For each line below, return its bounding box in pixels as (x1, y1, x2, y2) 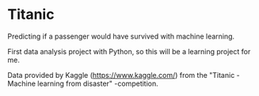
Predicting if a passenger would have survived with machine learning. (7, 31, 235, 41)
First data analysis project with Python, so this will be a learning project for (7, 46, 251, 56)
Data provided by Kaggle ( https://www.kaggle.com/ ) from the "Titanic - (7, 70, 241, 79)
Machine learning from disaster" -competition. (7, 79, 159, 88)
